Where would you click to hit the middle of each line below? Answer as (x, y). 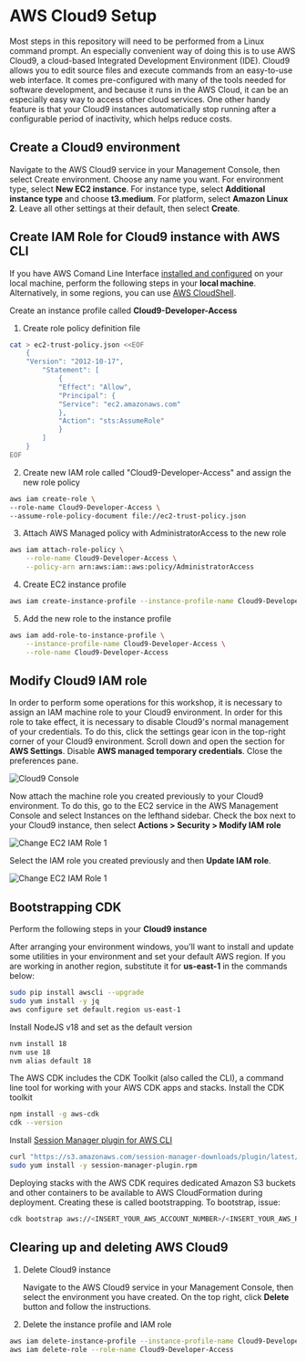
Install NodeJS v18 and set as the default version (101, 1027)
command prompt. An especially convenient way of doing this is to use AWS (153, 50)
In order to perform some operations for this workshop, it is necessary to (146, 703)
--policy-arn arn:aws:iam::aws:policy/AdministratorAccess (140, 567)
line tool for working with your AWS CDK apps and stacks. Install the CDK (147, 1088)
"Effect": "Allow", (95, 387)
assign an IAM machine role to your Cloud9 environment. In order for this (146, 712)
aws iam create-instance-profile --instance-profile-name (122, 602)
